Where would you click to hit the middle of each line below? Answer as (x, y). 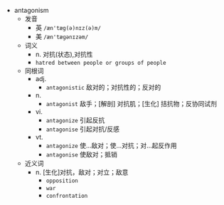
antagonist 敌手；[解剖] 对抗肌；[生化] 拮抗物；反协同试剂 (132, 104)
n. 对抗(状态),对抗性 (64, 54)
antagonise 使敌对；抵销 (81, 154)
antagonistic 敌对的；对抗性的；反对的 (103, 87)
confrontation (67, 196)
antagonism (31, 10)
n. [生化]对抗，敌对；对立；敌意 (82, 172)
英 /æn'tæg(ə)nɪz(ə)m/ (68, 27)
